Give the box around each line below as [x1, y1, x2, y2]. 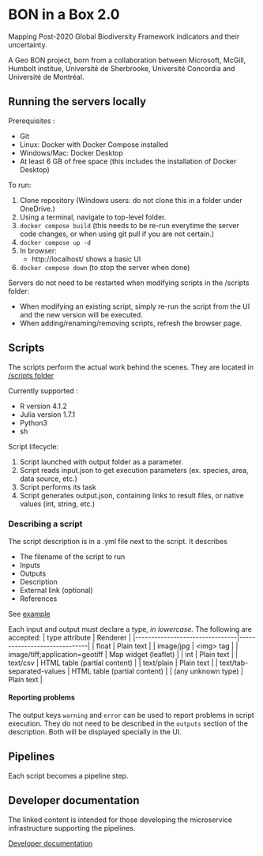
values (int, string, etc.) [19, 499, 96, 509]
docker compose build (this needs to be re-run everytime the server [19, 220, 239, 230]
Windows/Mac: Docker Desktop [19, 148, 124, 157]
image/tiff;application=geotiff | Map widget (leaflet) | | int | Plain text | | [8, 649, 239, 659]
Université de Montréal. [8, 72, 85, 81]
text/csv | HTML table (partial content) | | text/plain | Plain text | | [8, 658, 219, 667]
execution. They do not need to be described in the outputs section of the [8, 719, 249, 728]
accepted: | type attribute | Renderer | [8, 633, 132, 642]
